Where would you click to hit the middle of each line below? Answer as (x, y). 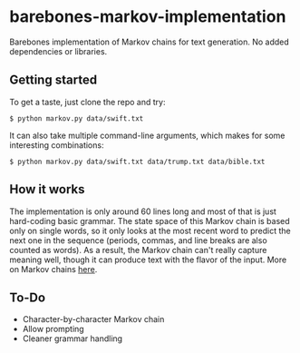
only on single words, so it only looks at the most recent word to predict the (150, 230)
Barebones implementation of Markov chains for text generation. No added (150, 42)
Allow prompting (53, 329)
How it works (47, 189)
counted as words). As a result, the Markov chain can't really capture (138, 250)
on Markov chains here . (53, 269)
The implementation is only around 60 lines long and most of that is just (143, 211)
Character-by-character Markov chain (93, 319)
